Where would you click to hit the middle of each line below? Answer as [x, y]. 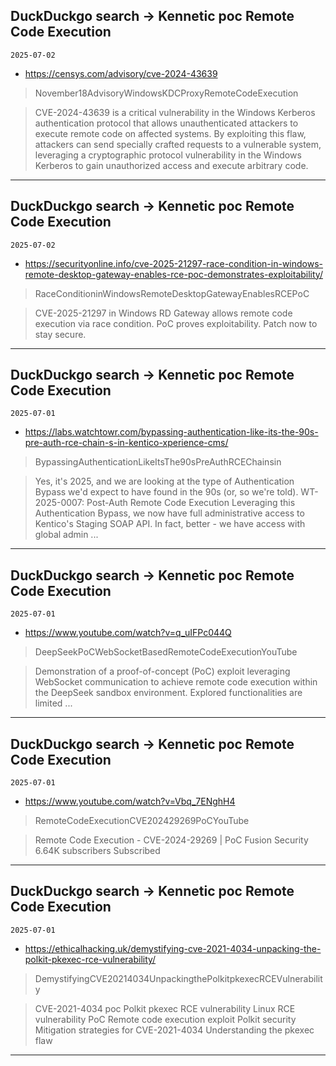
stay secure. [60, 334]
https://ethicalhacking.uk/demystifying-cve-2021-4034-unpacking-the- [173, 948]
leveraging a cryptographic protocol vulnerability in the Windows [168, 155]
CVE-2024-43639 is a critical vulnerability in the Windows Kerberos [175, 112]
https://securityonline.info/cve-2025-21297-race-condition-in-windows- [174, 263]
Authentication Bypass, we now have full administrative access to [169, 513]
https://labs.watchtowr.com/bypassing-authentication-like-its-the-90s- [171, 432]
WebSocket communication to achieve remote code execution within [176, 682]
